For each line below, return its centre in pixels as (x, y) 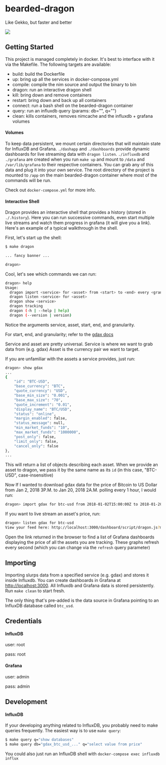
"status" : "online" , (35, 414)
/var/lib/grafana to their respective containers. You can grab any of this (79, 164)
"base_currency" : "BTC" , (40, 386)
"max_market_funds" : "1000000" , (47, 432)
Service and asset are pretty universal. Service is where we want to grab (79, 344)
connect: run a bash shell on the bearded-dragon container (73, 105)
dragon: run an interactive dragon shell (52, 90)
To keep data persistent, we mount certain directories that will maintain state (83, 143)
